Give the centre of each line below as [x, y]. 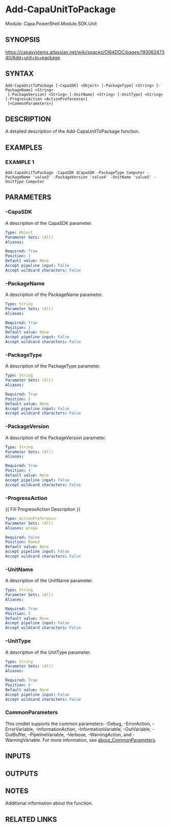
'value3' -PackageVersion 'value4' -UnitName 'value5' [92, 177]
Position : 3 [18, 327]
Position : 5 [18, 613]
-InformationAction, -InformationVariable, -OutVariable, [93, 729]
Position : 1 [18, 256]
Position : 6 [18, 685]
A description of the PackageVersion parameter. [56, 438]
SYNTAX [20, 74]
